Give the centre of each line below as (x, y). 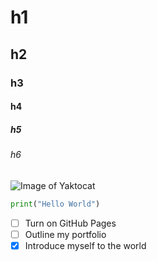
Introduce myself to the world (85, 245)
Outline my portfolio (65, 234)
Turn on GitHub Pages (70, 223)
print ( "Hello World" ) (55, 204)
